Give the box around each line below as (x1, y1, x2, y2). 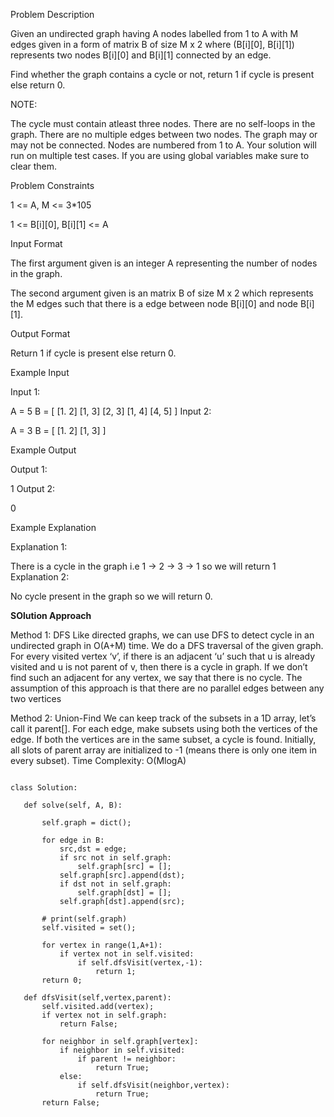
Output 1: (10, 464, 48, 475)
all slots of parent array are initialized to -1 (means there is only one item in (10, 744, 317, 756)
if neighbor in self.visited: (59, 1045, 186, 1055)
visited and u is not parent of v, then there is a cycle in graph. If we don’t (10, 661, 308, 673)
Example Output (10, 444, 77, 456)
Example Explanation (10, 522, 97, 533)
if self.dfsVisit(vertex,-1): (77, 958, 203, 968)
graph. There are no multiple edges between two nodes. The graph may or (10, 129, 318, 140)
